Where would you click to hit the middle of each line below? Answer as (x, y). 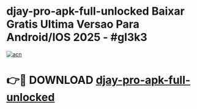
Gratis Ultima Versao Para (73, 24)
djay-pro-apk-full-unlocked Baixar (95, 11)
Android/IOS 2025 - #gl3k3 (77, 37)
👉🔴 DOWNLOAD (50, 80)
